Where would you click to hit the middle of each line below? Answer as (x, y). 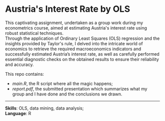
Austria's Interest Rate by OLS (68, 9)
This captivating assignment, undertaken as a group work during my (74, 23)
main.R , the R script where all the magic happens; (62, 83)
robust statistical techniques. (34, 33)
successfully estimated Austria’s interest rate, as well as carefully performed (82, 54)
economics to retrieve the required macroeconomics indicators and (73, 49)
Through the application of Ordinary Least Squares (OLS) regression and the (82, 38)
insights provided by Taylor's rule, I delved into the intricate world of (74, 43)
